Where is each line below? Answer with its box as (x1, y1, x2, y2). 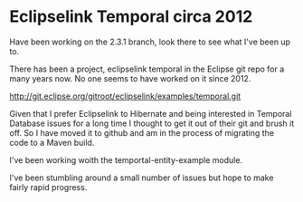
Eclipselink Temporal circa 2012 (9, 6, 253, 27)
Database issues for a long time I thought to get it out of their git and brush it (9, 118, 295, 129)
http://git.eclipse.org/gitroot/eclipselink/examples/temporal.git (9, 91, 241, 101)
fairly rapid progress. (9, 181, 88, 192)
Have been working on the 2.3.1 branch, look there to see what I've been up (9, 36, 291, 47)
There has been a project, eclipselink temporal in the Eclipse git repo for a (9, 63, 285, 74)
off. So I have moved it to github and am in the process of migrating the (9, 127, 274, 138)
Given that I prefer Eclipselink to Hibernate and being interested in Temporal (9, 108, 292, 119)
